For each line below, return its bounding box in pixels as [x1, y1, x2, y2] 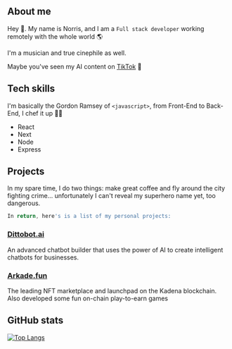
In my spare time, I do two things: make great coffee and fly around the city [7, 184, 226, 192]
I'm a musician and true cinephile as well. [7, 49, 127, 57]
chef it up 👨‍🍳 [25, 109, 63, 117]
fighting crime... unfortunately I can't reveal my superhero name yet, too [7, 192, 216, 200]
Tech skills [7, 82, 56, 94]
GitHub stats [7, 314, 64, 326]
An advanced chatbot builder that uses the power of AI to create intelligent [7, 245, 224, 254]
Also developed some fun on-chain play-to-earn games [7, 294, 169, 302]
